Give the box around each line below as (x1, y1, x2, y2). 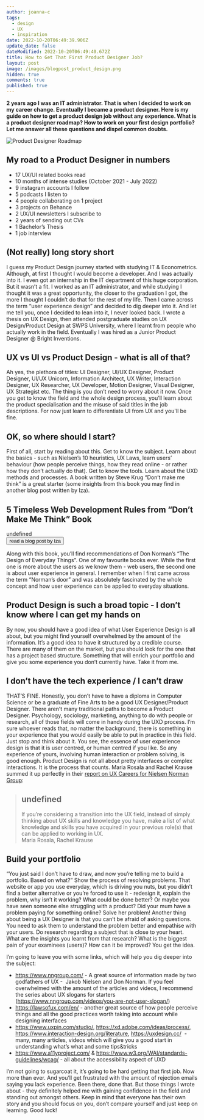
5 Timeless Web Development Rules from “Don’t (6, 504, 194, 515)
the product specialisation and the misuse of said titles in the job (6, 401, 168, 408)
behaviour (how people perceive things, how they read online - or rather (6, 461, 188, 468)
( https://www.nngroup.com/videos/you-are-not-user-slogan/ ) (15, 997, 171, 1005)
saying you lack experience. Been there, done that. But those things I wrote (6, 1081, 195, 1088)
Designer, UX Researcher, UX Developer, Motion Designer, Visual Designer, (6, 381, 195, 389)
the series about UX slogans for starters (15, 991, 116, 999)
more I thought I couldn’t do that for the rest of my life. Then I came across (6, 295, 194, 303)
